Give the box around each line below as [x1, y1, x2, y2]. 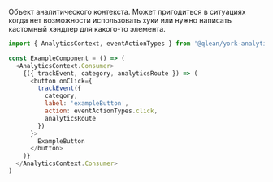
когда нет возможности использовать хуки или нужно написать [8, 15, 232, 25]
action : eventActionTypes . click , [44, 107, 158, 115]
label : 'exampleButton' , [44, 99, 129, 108]
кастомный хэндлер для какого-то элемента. [8, 24, 167, 33]
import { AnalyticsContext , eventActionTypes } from [8, 40, 191, 48]
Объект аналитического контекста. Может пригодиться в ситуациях [8, 7, 246, 16]
